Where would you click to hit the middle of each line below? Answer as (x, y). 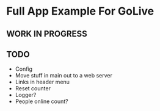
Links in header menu (42, 82)
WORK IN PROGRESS (47, 34)
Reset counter (33, 88)
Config (24, 69)
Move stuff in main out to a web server (64, 76)
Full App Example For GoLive (80, 11)
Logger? (26, 95)
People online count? (42, 101)
